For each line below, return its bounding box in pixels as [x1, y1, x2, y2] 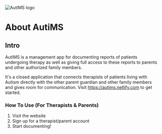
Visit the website [12, 113, 46, 119]
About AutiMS [5, 22, 64, 33]
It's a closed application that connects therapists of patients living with [5, 74, 148, 80]
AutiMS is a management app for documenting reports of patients [5, 54, 138, 60]
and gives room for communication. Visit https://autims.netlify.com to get [5, 85, 153, 90]
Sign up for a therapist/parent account [12, 118, 90, 124]
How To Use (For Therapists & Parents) [5, 102, 99, 109]
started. [5, 89, 21, 95]
